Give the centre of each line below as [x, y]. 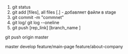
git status [21, 7]
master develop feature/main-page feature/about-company [64, 46]
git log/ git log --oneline [36, 22]
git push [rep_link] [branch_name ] [46, 28]
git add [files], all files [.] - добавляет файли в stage [64, 12]
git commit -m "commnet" [38, 17]
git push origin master [27, 37]
